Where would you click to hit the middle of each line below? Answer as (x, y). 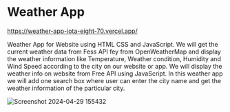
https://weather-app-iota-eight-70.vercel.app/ (72, 31)
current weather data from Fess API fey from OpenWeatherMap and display (114, 52)
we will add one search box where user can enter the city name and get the (114, 80)
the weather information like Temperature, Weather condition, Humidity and (114, 58)
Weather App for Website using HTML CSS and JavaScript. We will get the (113, 44)
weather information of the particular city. (66, 88)
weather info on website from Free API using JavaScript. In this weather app (115, 74)
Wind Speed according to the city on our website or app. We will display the (115, 66)
